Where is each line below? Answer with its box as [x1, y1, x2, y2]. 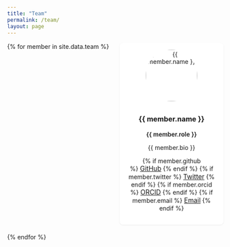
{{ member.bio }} [148, 143, 196, 151]
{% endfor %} [7, 233, 47, 241]
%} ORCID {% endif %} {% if [130, 187, 214, 197]
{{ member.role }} [146, 130, 197, 138]
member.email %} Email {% [132, 195, 211, 205]
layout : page [7, 23, 45, 30]
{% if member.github [142, 156, 201, 165]
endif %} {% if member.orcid [130, 180, 213, 189]
